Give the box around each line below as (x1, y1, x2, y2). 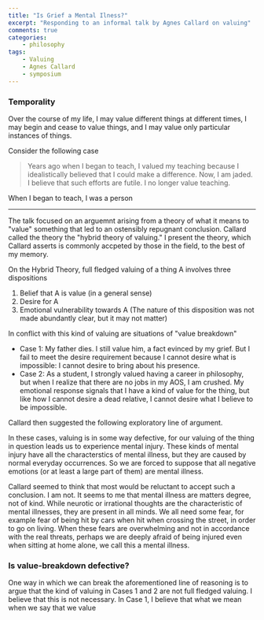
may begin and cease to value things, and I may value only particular (8, 122, 230, 132)
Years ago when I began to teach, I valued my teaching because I (27, 161, 240, 170)
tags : (8, 48, 26, 56)
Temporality (8, 96, 56, 107)
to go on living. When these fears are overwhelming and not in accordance (8, 523, 250, 533)
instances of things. (8, 131, 72, 140)
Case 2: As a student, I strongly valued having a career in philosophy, (19, 369, 244, 378)
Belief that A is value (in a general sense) (19, 288, 152, 298)
